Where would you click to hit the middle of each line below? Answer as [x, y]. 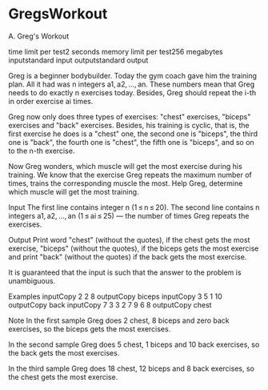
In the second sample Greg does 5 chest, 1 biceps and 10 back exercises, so [134, 344]
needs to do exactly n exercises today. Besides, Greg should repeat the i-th [132, 92]
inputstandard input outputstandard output [78, 60]
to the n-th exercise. [42, 151]
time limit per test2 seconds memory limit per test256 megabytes [116, 51]
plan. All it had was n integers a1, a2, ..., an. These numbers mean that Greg [132, 84]
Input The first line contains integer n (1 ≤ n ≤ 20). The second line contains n [134, 207]
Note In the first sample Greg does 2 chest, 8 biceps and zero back [119, 320]
